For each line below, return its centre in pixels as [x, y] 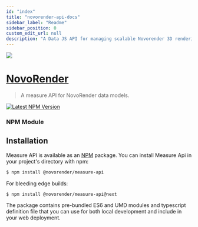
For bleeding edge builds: [37, 183]
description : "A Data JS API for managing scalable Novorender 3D [89, 39]
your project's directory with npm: [47, 161]
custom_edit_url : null [34, 34]
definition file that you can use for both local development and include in [94, 212]
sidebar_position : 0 [32, 28]
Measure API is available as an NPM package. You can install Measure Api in [99, 155]
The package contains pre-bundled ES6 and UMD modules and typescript [96, 205]
